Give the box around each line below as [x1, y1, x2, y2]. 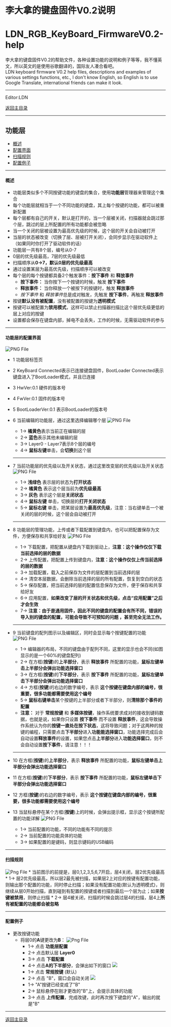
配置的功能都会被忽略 [14, 900, 59, 907]
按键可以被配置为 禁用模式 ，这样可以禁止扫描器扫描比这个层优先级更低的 [12, 304, 164, 310]
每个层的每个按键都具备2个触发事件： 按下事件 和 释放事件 [12, 273, 134, 279]
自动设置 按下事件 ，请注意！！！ [24, 742, 92, 748]
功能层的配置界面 [5, 334, 41, 340]
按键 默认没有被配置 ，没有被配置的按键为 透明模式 [12, 298, 116, 304]
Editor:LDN [5, 94, 28, 101]
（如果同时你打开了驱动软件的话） [12, 240, 84, 247]
